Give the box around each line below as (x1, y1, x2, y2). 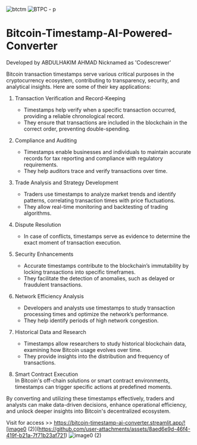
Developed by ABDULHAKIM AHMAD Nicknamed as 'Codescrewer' (6, 58, 171, 66)
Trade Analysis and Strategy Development (14, 179, 118, 186)
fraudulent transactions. (23, 281, 83, 288)
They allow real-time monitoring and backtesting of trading (23, 203, 168, 210)
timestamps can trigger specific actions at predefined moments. (14, 383, 173, 390)
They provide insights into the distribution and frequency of (23, 353, 170, 360)
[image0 (6, 425, 27, 432)
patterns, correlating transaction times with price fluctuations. (23, 197, 176, 204)
